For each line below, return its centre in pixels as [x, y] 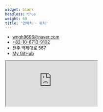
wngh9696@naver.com [36, 37]
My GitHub [23, 54]
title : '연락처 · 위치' [27, 23]
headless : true [21, 14]
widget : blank [20, 9]
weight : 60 [16, 19]
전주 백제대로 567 [29, 48]
